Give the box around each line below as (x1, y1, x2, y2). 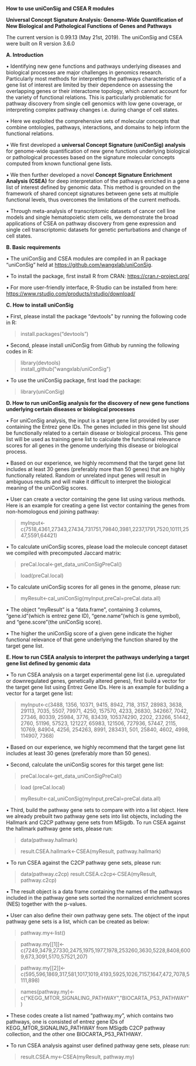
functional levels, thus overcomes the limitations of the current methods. (6, 196, 181, 203)
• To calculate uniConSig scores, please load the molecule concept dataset (6, 544, 188, 550)
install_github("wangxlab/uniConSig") (20, 366, 111, 372)
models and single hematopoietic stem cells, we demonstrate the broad (6, 214, 178, 221)
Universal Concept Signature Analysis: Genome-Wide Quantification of (6, 16, 183, 23)
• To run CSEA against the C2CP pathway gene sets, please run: (6, 859, 162, 866)
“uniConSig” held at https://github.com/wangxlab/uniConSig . (6, 262, 153, 268)
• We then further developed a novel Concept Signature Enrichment (6, 171, 173, 178)
